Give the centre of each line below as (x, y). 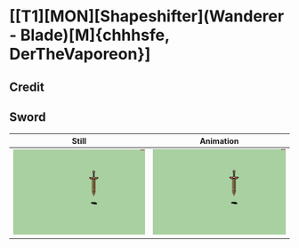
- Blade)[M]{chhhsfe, (89, 35)
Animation (219, 140)
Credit (27, 87)
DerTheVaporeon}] (80, 54)
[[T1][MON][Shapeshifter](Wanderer (147, 16)
